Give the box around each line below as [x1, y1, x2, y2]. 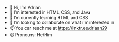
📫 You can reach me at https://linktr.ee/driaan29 [9, 25, 107, 31]
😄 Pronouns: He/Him [9, 32, 52, 38]
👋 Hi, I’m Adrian [9, 5, 41, 10]
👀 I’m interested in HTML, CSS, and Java [9, 10, 90, 15]
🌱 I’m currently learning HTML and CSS [9, 15, 88, 20]
